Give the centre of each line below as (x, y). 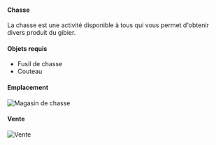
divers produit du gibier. (42, 33)
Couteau (30, 71)
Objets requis (27, 48)
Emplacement (28, 87)
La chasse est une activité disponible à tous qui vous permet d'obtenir (108, 25)
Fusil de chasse (40, 64)
